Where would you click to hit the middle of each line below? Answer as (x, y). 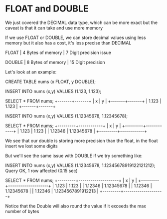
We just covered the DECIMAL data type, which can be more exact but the (82, 22)
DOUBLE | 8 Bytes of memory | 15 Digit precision (55, 62)
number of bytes (22, 211)
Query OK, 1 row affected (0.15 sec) (42, 170)
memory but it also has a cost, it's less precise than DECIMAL (68, 42)
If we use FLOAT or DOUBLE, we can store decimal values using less (76, 37)
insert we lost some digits (32, 146)
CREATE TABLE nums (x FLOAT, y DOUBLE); (51, 81)
